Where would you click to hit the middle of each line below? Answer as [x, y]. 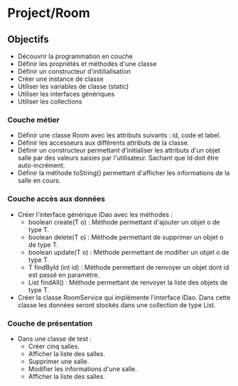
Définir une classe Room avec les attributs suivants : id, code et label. [119, 136]
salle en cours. [39, 181]
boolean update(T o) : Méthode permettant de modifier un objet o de [129, 252]
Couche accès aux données [56, 199]
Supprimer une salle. [59, 361]
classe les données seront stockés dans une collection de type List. [117, 305]
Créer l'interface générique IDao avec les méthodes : [95, 214]
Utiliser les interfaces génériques [66, 94]
